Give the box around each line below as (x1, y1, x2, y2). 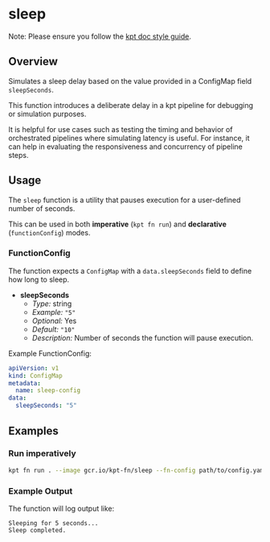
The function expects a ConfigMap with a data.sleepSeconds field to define (8, 266, 252, 275)
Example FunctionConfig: (8, 348, 92, 358)
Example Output (8, 485, 73, 496)
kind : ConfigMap (8, 371, 63, 379)
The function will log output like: (8, 503, 115, 513)
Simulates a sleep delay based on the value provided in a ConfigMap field (8, 76, 252, 85)
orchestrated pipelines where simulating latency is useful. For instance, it (8, 133, 250, 143)
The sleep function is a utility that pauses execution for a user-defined (8, 195, 241, 205)
